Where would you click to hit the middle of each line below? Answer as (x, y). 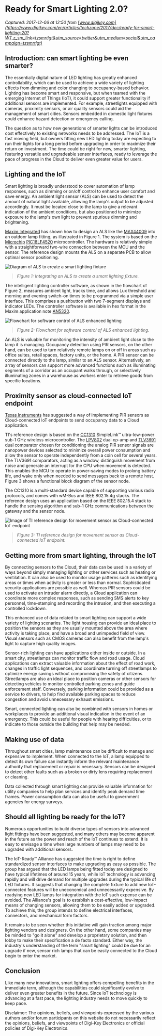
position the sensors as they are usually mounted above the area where (76, 628)
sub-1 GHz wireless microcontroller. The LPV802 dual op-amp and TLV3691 (81, 440)
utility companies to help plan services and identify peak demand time (75, 791)
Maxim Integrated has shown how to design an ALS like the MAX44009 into (80, 231)
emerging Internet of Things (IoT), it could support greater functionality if (78, 98)
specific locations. (23, 380)
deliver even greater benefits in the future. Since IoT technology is (71, 993)
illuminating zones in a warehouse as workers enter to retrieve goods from (79, 375)
